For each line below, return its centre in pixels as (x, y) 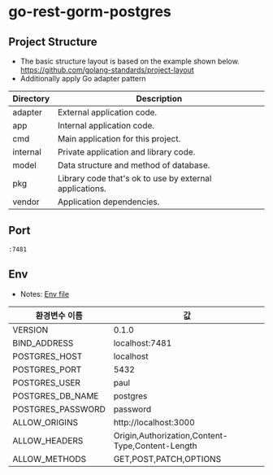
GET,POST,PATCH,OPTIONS (167, 459)
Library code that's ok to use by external (134, 179)
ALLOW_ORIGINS (45, 422)
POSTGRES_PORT (47, 369)
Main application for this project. (119, 139)
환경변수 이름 (59, 316)
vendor (26, 202)
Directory (31, 98)
